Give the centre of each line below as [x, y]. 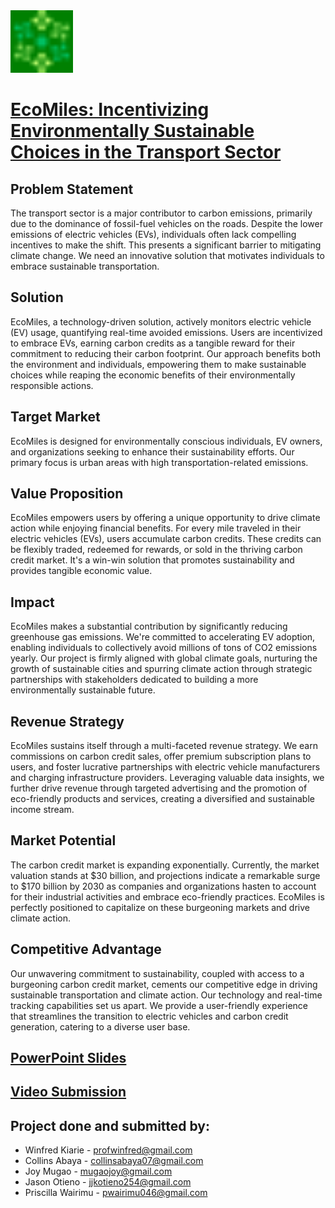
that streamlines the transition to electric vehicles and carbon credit [149, 1016]
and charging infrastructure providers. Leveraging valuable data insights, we [167, 778]
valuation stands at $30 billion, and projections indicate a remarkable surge [165, 875]
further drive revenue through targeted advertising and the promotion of [159, 788]
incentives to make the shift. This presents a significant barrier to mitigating [166, 245]
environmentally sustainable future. [83, 690]
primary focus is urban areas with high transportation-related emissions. [159, 462]
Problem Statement [72, 189]
